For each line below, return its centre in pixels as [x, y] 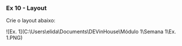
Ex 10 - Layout [27, 8]
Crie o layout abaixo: [31, 21]
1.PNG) [14, 38]
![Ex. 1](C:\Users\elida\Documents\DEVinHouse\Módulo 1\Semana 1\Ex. [91, 32]
